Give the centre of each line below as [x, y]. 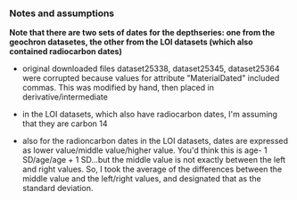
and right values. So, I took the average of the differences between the [152, 169]
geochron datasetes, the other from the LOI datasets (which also [131, 42]
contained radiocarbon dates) [66, 52]
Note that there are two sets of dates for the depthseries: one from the [142, 33]
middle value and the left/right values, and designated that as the [141, 179]
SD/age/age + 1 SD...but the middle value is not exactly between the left [154, 160]
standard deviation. [58, 188]
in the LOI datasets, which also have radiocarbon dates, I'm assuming [150, 115]
